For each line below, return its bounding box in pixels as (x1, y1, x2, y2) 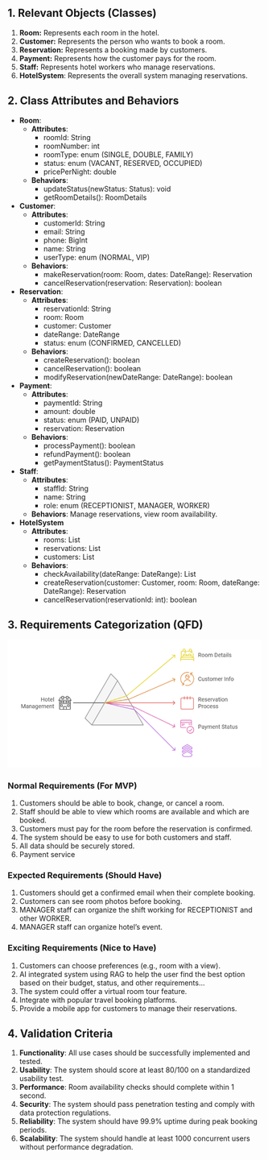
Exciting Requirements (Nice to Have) (7, 942, 157, 954)
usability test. (19, 1074, 64, 1083)
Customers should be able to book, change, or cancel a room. (19, 797, 225, 808)
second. (19, 1091, 47, 1100)
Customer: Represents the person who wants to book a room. (19, 36, 226, 46)
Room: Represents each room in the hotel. (19, 27, 160, 37)
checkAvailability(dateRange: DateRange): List (43, 569, 196, 578)
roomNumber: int (43, 141, 100, 151)
